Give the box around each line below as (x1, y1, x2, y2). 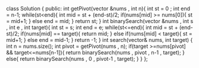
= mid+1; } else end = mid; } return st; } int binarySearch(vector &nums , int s (6, 18, 194, 24)
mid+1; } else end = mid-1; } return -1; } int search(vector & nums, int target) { (6, 37, 193, 43)
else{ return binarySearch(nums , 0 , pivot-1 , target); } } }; (6, 56, 149, 62)
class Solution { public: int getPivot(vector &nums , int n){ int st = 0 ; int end (6, 5, 190, 12)
